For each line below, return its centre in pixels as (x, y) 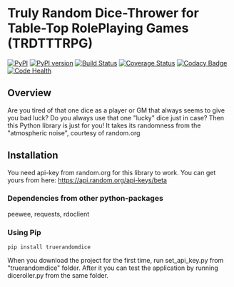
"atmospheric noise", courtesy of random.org (74, 132)
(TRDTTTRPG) (50, 43)
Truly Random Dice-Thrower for (103, 13)
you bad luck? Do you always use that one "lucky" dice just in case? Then (116, 118)
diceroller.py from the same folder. (58, 276)
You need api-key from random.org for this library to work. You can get (112, 172)
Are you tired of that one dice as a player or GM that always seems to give (116, 110)
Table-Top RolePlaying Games (98, 28)
